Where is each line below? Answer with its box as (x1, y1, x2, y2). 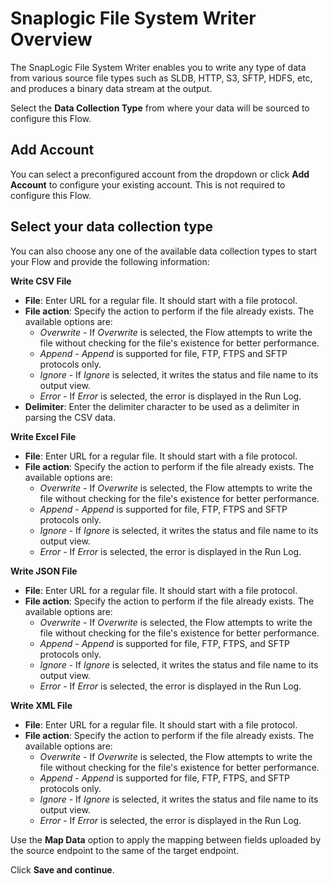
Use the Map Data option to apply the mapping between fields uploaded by (10, 833, 322, 846)
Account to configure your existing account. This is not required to (10, 178, 286, 191)
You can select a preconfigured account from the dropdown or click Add (10, 168, 310, 180)
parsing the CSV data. (24, 411, 116, 423)
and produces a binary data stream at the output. (10, 82, 213, 94)
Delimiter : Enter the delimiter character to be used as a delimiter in (24, 400, 300, 412)
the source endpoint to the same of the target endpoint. (10, 844, 240, 856)
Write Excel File (10, 430, 77, 442)
